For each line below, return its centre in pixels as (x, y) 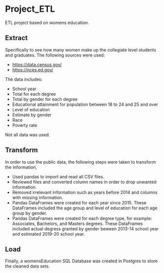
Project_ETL (30, 9)
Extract (16, 38)
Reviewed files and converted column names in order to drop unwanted (84, 182)
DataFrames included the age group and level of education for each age (85, 208)
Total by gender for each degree (45, 99)
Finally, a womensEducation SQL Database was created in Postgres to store (82, 261)
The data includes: (24, 79)
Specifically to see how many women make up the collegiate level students (81, 50)
